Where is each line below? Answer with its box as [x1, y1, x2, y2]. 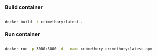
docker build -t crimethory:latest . [5, 19, 83, 25]
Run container [5, 31, 40, 38]
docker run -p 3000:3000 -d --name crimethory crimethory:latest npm [5, 46, 153, 52]
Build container [5, 4, 43, 11]
